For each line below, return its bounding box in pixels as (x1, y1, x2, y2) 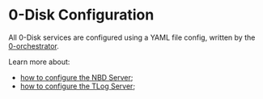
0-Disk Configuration (8, 6, 155, 24)
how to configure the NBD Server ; (19, 72, 134, 82)
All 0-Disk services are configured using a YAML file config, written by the (8, 32, 256, 42)
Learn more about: (8, 57, 70, 67)
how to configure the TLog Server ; (19, 81, 136, 91)
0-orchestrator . (8, 41, 59, 50)
